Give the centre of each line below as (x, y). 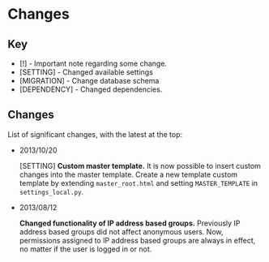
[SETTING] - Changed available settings (86, 72)
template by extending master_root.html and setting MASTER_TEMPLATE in (139, 183)
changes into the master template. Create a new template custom (128, 174)
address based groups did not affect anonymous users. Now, (121, 231)
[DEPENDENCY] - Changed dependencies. (91, 89)
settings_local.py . (51, 191)
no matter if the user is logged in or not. (85, 249)
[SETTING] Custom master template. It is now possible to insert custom (140, 165)
